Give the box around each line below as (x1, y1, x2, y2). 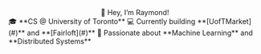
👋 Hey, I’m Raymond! (100, 8, 169, 17)
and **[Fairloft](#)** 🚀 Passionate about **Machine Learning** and (27, 28, 253, 37)
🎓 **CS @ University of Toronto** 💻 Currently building (8, 17, 196, 26)
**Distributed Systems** (8, 37, 92, 46)
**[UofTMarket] (197, 17, 251, 26)
